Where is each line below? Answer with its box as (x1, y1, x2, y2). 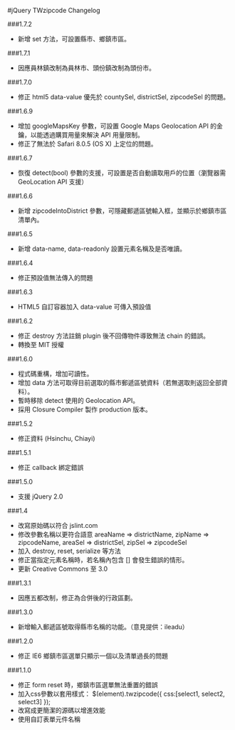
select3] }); (17, 698, 51, 706)
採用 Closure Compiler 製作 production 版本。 (17, 405, 152, 414)
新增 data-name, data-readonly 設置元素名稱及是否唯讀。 (17, 244, 187, 253)
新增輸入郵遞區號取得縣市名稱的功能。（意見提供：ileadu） (17, 623, 189, 631)
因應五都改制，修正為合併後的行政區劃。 (17, 594, 137, 602)
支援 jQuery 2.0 (17, 492, 63, 501)
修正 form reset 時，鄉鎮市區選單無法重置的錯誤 (17, 681, 158, 689)
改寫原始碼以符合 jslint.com (17, 521, 98, 529)
